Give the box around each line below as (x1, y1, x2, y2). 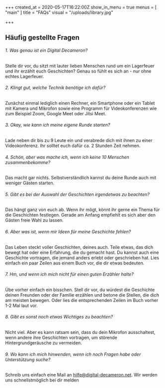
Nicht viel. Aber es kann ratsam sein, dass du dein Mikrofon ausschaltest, (5, 329, 156, 335)
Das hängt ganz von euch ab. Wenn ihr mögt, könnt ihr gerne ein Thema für (5, 207, 160, 213)
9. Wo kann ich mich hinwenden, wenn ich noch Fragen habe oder (5, 351, 141, 357)
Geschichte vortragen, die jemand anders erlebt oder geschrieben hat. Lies (5, 254, 160, 260)
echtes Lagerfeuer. (5, 73, 44, 79)
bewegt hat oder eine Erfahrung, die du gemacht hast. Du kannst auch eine (5, 249, 159, 255)
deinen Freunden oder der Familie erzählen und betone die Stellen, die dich (5, 292, 160, 298)
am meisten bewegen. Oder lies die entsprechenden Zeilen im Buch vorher (5, 297, 159, 303)
